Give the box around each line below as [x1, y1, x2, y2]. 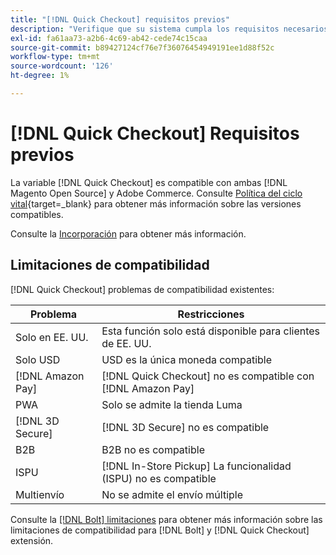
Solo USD [15, 352, 61, 366]
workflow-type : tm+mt [10, 52, 101, 62]
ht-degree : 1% [10, 71, 70, 81]
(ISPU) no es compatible [101, 471, 217, 485]
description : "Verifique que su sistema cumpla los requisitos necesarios [10, 24, 329, 34]
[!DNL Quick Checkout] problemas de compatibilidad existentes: [10, 283, 275, 295]
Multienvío [15, 487, 65, 501]
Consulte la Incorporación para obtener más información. [10, 227, 247, 240]
